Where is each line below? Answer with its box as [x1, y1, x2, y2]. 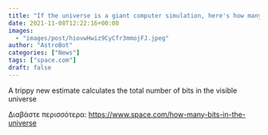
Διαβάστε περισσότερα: [8, 109, 87, 119]
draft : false [8, 64, 52, 72]
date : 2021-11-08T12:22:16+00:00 [8, 19, 120, 27]
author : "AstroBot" [8, 42, 73, 50]
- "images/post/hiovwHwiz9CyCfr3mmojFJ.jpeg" [15, 34, 170, 42]
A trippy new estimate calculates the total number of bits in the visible [8, 85, 238, 95]
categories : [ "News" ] [8, 49, 81, 57]
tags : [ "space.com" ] [8, 57, 77, 65]
